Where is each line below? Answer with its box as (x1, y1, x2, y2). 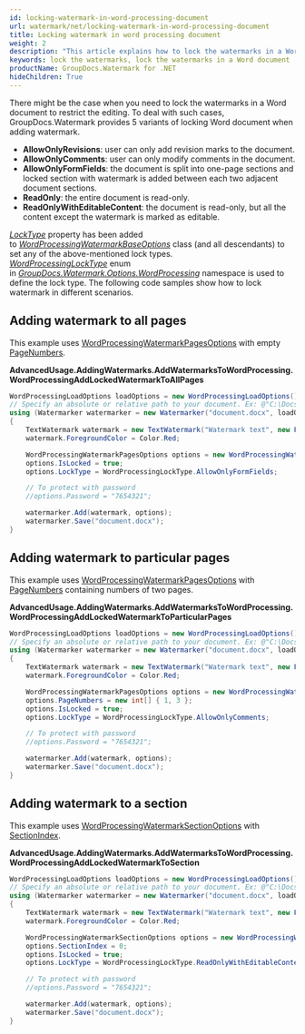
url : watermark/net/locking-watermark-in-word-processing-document (9, 22, 271, 31)
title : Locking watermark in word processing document (9, 30, 221, 39)
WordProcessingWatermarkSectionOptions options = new (25, 932, 233, 942)
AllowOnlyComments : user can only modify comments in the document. (22, 153, 296, 164)
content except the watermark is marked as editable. (22, 211, 221, 222)
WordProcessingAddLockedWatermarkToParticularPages (9, 611, 232, 622)
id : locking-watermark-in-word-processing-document (9, 13, 209, 23)
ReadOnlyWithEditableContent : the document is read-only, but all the (22, 202, 287, 212)
